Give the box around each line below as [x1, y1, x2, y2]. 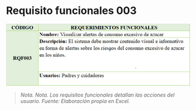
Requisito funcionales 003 [6, 4, 137, 17]
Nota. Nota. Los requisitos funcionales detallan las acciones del [20, 91, 175, 98]
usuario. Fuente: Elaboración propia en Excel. [20, 98, 130, 105]
